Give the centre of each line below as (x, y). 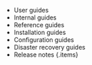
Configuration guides (44, 40)
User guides (31, 10)
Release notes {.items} (46, 55)
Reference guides (39, 25)
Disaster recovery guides (49, 47)
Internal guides (35, 17)
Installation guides (40, 32)
